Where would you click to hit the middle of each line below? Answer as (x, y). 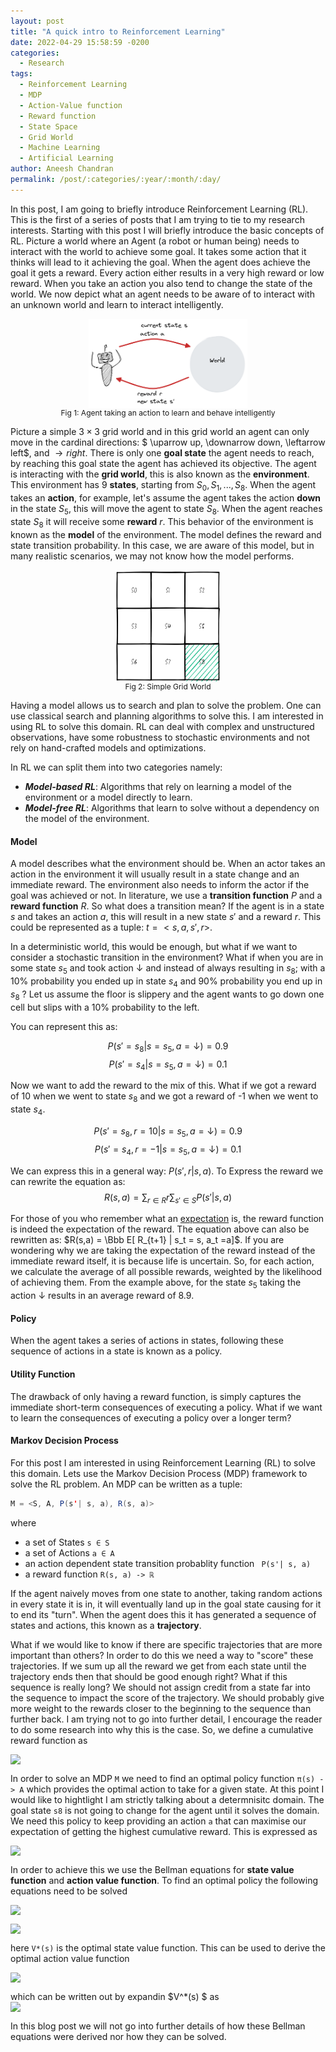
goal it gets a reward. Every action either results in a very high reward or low (167, 272)
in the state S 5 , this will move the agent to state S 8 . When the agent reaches (166, 510)
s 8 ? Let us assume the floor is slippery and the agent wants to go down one (167, 995)
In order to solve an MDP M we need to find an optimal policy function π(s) (163, 1778)
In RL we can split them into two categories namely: (116, 767)
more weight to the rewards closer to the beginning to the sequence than (161, 1708)
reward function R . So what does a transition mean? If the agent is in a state (167, 906)
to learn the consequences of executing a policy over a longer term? (151, 1417)
